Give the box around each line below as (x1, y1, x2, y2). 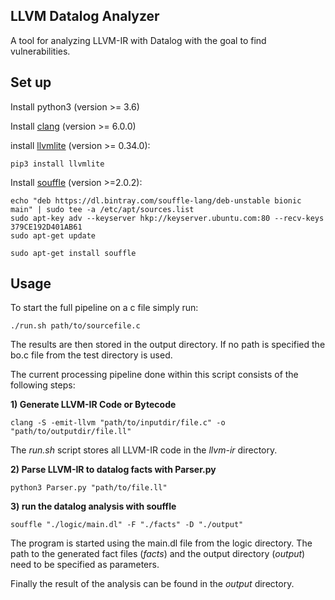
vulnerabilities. (10, 45, 71, 57)
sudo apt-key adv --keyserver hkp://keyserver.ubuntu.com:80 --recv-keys (10, 213, 325, 223)
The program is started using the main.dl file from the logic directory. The (10, 537, 313, 549)
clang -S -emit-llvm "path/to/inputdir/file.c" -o (10, 418, 226, 428)
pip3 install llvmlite (10, 159, 105, 169)
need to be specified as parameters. (10, 559, 160, 571)
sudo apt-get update (10, 230, 97, 241)
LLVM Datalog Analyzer (10, 8, 160, 25)
